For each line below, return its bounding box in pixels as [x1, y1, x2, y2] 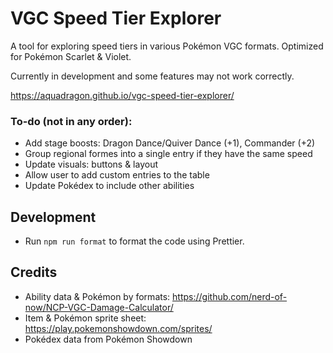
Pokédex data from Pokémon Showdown [24, 333, 193, 345]
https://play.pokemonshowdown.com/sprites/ [24, 322, 213, 334]
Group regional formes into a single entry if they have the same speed [24, 148, 313, 160]
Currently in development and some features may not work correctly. [10, 70, 295, 82]
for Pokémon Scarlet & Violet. [10, 50, 132, 62]
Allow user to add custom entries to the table [24, 169, 210, 181]
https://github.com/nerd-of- [172, 290, 288, 302]
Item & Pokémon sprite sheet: [24, 312, 147, 324]
